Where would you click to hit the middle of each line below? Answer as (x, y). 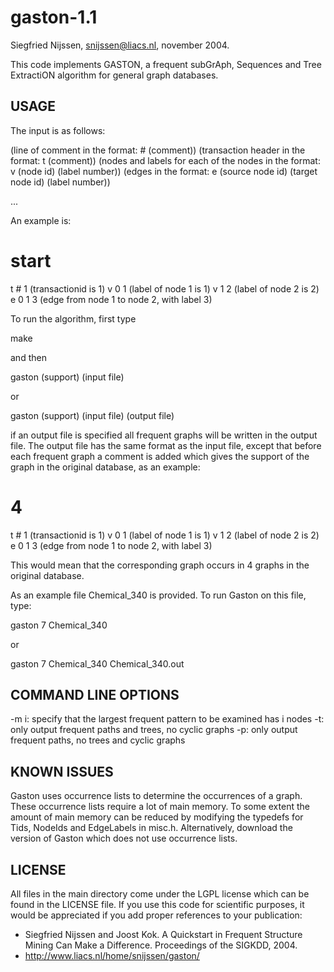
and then (28, 357)
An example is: (41, 220)
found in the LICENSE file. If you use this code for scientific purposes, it (157, 905)
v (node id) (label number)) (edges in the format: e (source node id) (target (164, 171)
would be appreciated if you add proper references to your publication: (156, 915)
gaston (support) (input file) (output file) (92, 415)
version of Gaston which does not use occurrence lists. (124, 838)
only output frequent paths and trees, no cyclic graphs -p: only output (154, 730)
